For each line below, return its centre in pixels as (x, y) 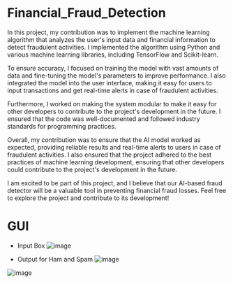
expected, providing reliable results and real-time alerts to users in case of (114, 147)
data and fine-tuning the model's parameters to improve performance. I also (116, 76)
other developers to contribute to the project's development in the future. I (114, 111)
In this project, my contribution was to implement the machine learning (109, 32)
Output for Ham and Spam (55, 259)
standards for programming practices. (62, 126)
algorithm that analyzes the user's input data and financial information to (112, 39)
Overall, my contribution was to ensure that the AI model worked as (104, 140)
